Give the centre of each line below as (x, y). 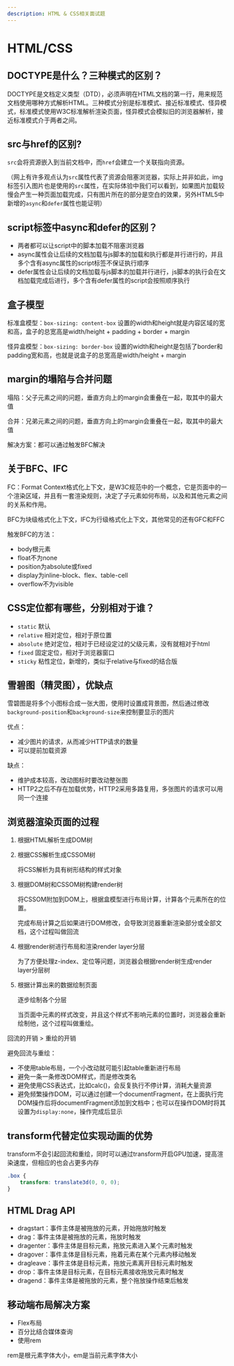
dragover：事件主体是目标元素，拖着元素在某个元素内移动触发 (107, 1254)
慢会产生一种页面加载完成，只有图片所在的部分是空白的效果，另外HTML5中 (116, 195)
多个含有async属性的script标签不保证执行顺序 (83, 263)
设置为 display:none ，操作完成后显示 (70, 1112)
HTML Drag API (41, 1211)
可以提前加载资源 (42, 750)
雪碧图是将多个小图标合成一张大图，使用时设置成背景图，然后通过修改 (108, 704)
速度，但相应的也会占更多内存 (56, 1162)
